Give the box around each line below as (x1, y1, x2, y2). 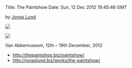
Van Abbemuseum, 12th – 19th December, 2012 (5, 42, 103, 48)
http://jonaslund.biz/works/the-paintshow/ (12, 57, 100, 63)
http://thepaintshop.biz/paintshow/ (12, 52, 85, 58)
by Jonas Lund (5, 14, 36, 19)
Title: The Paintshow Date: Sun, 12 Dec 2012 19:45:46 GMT (5, 4, 127, 10)
